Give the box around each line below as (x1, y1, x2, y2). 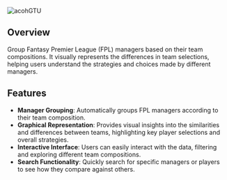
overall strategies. (17, 136, 69, 144)
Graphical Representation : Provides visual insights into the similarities (17, 120, 220, 129)
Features (7, 88, 47, 99)
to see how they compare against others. (17, 165, 135, 173)
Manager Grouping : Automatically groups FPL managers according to (17, 106, 219, 114)
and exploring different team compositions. (17, 150, 141, 158)
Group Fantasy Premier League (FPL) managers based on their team (7, 45, 203, 54)
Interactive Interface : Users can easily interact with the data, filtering (17, 142, 217, 151)
